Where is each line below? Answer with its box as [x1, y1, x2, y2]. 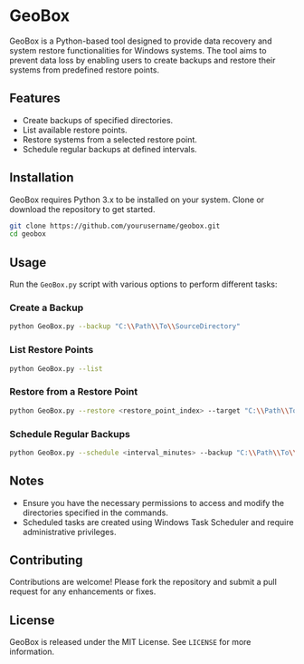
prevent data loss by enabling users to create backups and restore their [9, 54, 276, 65]
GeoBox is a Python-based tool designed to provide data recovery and [9, 35, 272, 46]
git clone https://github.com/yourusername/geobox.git [9, 221, 221, 230]
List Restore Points [9, 344, 94, 356]
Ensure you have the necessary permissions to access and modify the [22, 497, 285, 508]
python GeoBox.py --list [9, 364, 103, 373]
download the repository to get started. [9, 203, 156, 214]
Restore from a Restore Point [9, 386, 138, 398]
